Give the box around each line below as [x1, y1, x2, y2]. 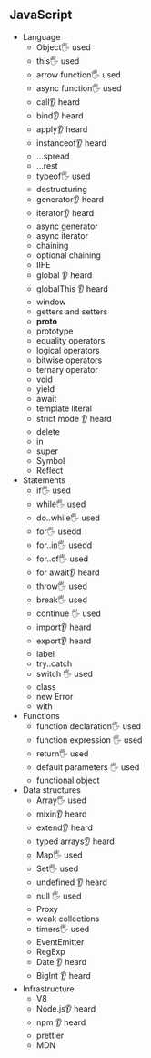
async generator [35, 221, 98, 231]
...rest [35, 159, 58, 171]
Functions [22, 710, 61, 721]
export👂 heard [35, 635, 92, 646]
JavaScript [9, 7, 73, 23]
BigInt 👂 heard [35, 970, 91, 981]
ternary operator [35, 364, 98, 375]
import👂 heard [35, 621, 92, 632]
